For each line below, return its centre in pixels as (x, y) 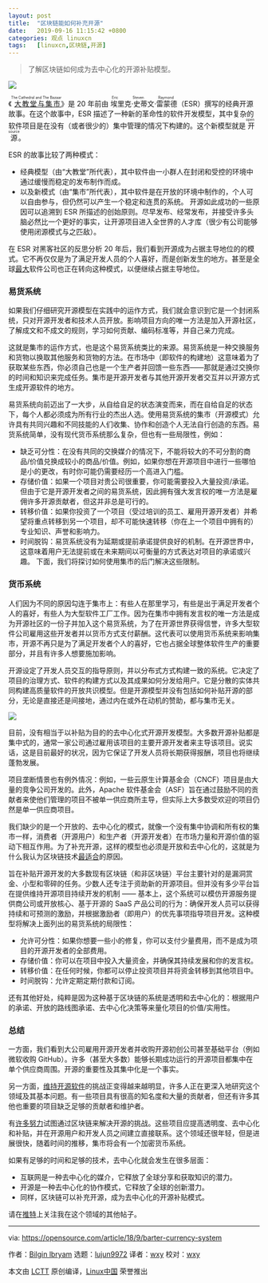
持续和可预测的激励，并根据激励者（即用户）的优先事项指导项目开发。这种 (130, 913)
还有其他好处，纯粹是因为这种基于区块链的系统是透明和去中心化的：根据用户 (134, 997)
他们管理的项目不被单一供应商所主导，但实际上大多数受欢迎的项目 (144, 799)
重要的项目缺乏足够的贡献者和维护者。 (85, 1106)
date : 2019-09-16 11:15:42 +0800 (67, 30)
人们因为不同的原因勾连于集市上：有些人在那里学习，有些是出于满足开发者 (130, 603)
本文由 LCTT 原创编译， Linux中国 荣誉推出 (78, 1271)
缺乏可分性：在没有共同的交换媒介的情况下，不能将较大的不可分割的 (132, 451)
